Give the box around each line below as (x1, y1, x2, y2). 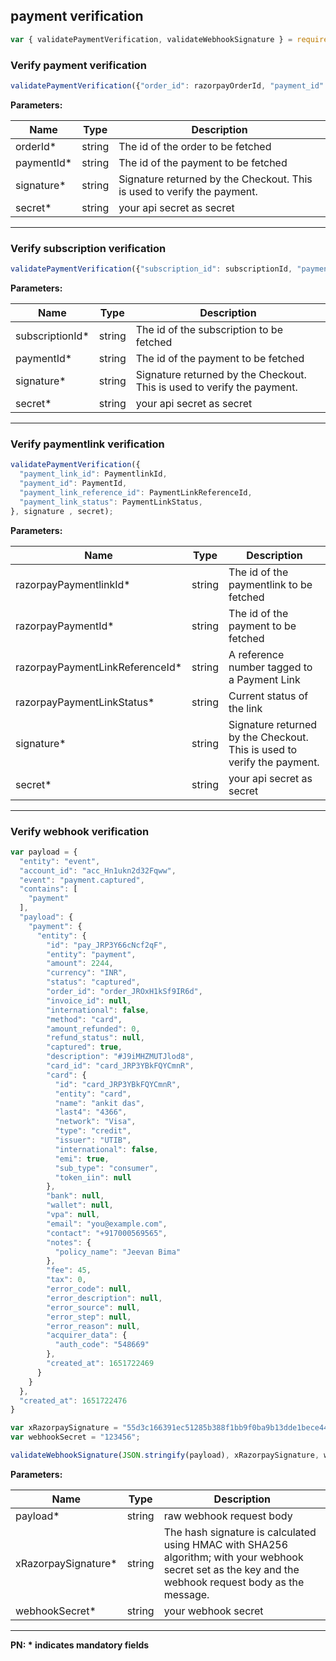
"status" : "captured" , (46, 977, 141, 988)
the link (228, 701, 263, 715)
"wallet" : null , (46, 1200, 114, 1211)
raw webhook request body (163, 1509, 293, 1523)
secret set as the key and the (163, 1562, 300, 1576)
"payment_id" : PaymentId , (19, 479, 128, 489)
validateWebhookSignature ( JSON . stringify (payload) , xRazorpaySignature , (10, 1450, 320, 1460)
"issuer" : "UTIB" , (54, 1135, 132, 1145)
